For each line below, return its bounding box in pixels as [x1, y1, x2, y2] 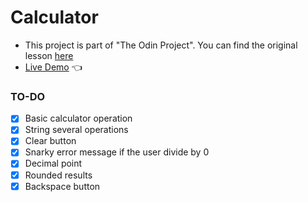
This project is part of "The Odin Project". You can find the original [24, 39, 298, 51]
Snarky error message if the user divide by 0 [24, 146, 210, 158]
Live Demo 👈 [24, 61, 83, 73]
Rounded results [24, 169, 93, 181]
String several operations [24, 124, 129, 136]
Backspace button [24, 180, 101, 192]
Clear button [24, 135, 77, 147]
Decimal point [24, 157, 83, 170]
